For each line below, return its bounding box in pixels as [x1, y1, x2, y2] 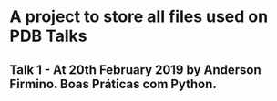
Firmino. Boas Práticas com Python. [9, 76, 217, 92]
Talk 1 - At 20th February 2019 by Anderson [9, 62, 262, 77]
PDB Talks [9, 25, 87, 46]
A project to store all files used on [9, 6, 269, 27]
